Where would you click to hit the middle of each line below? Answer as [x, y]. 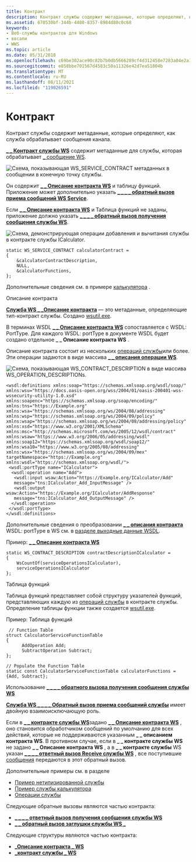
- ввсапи [17, 39]
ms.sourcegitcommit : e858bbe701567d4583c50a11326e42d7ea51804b [85, 66]
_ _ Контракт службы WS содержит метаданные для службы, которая [94, 151]
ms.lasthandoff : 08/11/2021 [40, 83]
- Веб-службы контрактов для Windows [52, 33]
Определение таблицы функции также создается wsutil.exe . [81, 608]
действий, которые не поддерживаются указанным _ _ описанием [89, 735]
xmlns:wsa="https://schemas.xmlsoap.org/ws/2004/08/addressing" [86, 411]
